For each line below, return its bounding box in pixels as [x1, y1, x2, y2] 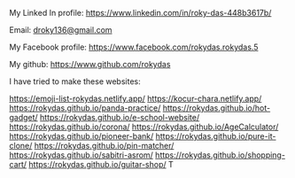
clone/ [9, 141, 33, 151]
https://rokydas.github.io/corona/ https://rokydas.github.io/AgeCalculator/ [9, 121, 279, 132]
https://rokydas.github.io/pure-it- [155, 131, 276, 141]
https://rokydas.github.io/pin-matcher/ [34, 141, 175, 151]
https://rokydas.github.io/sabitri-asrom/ [9, 150, 153, 160]
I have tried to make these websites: [9, 76, 142, 87]
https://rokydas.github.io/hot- [162, 103, 271, 113]
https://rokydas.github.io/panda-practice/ [9, 103, 161, 113]
